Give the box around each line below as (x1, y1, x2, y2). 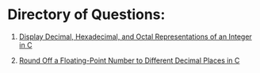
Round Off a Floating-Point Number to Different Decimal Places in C (18, 56, 240, 65)
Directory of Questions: (7, 6, 166, 24)
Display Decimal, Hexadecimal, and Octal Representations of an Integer (18, 32, 253, 41)
